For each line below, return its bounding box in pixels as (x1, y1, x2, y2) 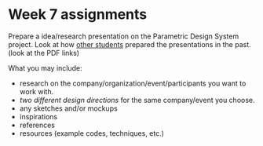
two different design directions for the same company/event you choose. (19, 95, 255, 104)
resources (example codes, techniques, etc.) (19, 128, 165, 138)
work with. (19, 86, 54, 96)
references (19, 120, 55, 130)
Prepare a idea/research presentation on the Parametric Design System (8, 31, 239, 41)
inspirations (19, 111, 57, 121)
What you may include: (8, 63, 82, 72)
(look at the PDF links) (8, 48, 80, 57)
